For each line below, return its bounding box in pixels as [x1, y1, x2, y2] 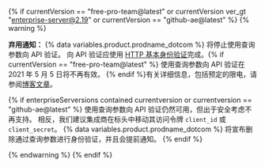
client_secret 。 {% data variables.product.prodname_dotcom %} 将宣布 [8, 124, 247, 134]
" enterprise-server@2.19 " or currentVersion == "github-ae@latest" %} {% [8, 15, 250, 25]
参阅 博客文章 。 [8, 79, 57, 89]
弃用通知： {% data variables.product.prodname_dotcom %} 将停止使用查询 [8, 40, 256, 49]
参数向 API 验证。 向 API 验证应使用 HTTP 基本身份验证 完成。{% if [8, 50, 224, 59]
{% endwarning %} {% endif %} [8, 150, 113, 159]
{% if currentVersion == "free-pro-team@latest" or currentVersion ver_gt [8, 7, 247, 16]
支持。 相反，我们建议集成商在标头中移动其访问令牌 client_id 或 [14, 115, 227, 123]
